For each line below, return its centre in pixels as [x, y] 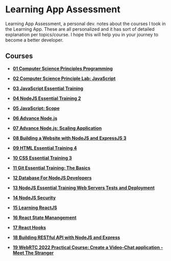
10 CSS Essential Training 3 [42, 158]
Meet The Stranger [33, 253]
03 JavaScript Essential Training [48, 88]
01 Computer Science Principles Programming [63, 68]
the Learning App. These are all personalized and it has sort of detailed [80, 29]
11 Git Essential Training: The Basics [52, 168]
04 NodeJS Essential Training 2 [47, 98]
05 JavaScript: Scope [36, 108]
